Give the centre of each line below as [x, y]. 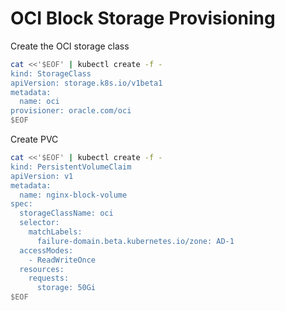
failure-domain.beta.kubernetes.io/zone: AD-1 [135, 241]
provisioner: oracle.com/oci [71, 111]
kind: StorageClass [51, 73]
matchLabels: [55, 232]
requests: [49, 278]
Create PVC [34, 139]
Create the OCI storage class [70, 46]
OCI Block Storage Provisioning [143, 18]
